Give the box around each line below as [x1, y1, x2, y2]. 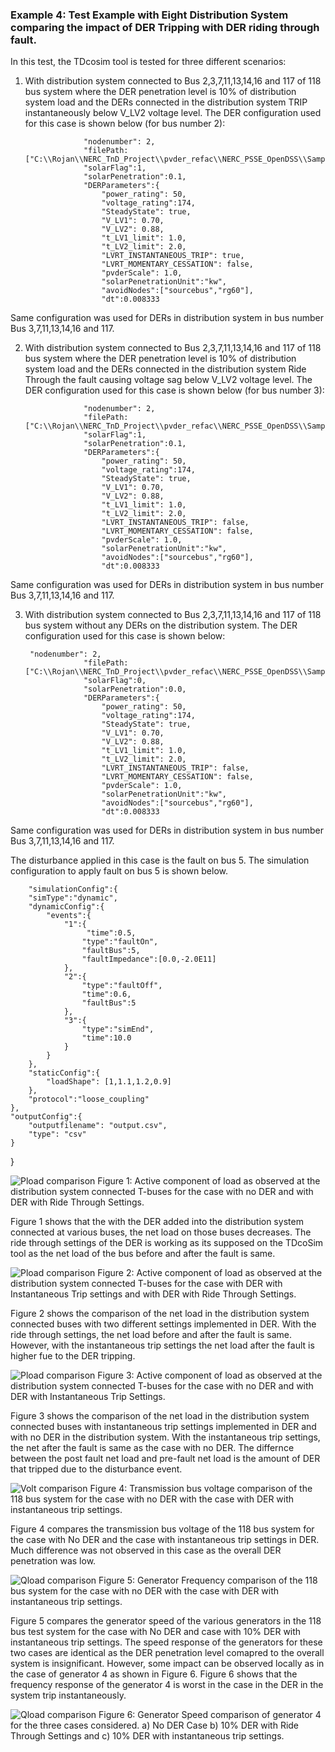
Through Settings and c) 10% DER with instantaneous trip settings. [10, 1730, 285, 1742]
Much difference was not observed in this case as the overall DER [10, 1544, 282, 1557]
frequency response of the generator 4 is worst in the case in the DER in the [10, 1679, 324, 1691]
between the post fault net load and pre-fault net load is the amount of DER [10, 1453, 321, 1465]
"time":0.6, [81, 989, 132, 1000]
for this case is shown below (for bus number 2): [24, 118, 226, 130]
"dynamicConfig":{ [28, 902, 105, 912]
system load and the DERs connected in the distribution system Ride [24, 363, 307, 375]
